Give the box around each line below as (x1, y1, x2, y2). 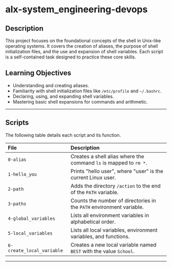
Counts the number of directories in (70, 197, 156, 204)
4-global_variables (8, 215, 55, 221)
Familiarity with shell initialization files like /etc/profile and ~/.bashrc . (12, 88, 162, 94)
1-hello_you (8, 171, 37, 177)
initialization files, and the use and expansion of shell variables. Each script (5, 49, 163, 54)
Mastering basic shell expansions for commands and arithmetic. (12, 98, 148, 105)
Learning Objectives (5, 69, 72, 77)
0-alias (8, 156, 27, 162)
